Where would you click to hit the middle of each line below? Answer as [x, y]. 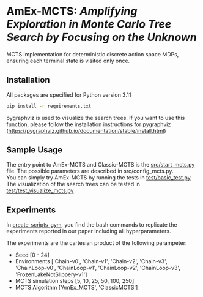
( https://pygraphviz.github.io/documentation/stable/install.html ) [86, 130]
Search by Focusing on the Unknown [102, 37]
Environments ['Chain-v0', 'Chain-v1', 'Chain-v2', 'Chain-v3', [91, 261]
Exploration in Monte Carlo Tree [89, 24]
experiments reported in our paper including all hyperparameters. [89, 231]
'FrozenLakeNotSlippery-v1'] [51, 274]
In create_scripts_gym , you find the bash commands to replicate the [92, 225]
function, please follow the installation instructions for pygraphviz [89, 124]
